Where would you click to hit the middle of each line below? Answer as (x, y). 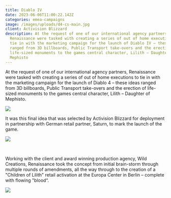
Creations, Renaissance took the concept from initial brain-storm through (82, 164)
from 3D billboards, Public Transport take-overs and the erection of (76, 88)
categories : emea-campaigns (35, 19)
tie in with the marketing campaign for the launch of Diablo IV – (83, 43)
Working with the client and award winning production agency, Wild (76, 159)
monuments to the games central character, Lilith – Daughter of (84, 94)
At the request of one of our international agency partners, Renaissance (81, 72)
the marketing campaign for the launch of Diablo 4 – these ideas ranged (81, 83)
